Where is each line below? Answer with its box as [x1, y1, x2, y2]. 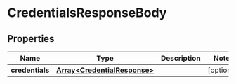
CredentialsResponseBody [7, 5, 167, 21]
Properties [7, 33, 55, 45]
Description [160, 54, 202, 63]
